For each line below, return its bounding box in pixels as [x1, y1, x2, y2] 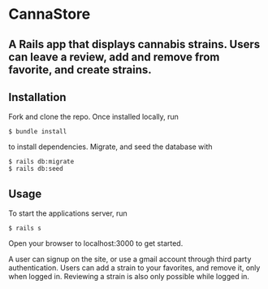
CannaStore [8, 5, 91, 24]
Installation [8, 90, 67, 104]
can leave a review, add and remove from [8, 50, 220, 63]
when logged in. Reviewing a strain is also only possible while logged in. [8, 272, 250, 282]
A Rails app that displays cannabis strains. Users [8, 37, 261, 51]
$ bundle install [8, 128, 67, 136]
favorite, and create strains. [8, 63, 152, 77]
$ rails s [8, 225, 42, 233]
